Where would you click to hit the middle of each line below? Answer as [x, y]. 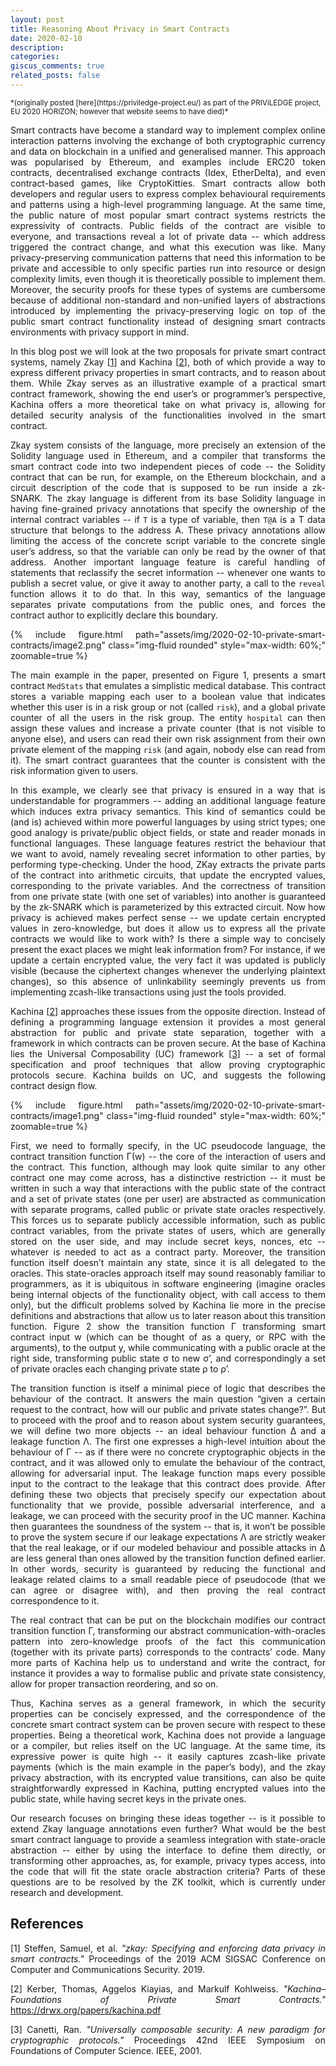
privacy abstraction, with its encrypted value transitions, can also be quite [168, 1777]
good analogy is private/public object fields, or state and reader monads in [168, 832]
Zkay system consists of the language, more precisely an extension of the [168, 445]
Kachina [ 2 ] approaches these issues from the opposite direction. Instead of [168, 1011]
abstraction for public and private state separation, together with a [168, 1032]
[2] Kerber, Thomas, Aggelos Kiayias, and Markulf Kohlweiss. [144, 1988]
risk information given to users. [74, 770]
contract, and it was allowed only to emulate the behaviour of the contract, [168, 1462]
